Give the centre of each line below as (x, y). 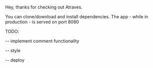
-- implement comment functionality (42, 41)
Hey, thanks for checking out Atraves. (44, 7)
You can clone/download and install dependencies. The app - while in (77, 17)
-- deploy (15, 60)
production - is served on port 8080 (42, 22)
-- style (13, 51)
